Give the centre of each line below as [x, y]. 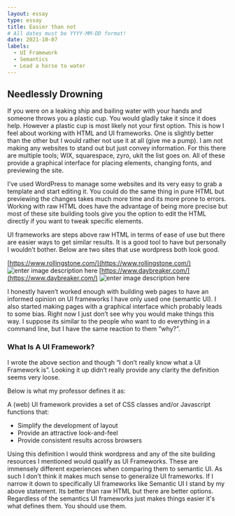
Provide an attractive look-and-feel [68, 433]
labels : [19, 46]
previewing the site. [36, 170]
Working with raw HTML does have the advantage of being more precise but [117, 207]
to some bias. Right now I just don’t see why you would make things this [111, 314]
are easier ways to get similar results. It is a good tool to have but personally [117, 242]
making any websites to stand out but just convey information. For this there [116, 148]
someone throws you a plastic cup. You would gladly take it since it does [112, 118]
